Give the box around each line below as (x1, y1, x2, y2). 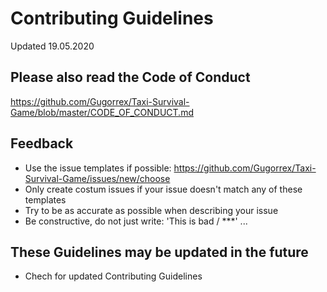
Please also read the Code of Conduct (10, 69, 251, 86)
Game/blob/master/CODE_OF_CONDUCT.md (10, 106, 194, 118)
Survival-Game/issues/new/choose (24, 172, 171, 184)
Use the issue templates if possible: (24, 162, 172, 174)
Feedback (10, 135, 74, 152)
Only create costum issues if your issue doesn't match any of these (24, 183, 303, 195)
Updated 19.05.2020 (10, 40, 95, 52)
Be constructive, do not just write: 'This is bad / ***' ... (24, 215, 248, 227)
